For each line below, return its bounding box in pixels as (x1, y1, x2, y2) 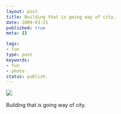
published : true (6, 25, 46, 31)
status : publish (6, 74, 46, 80)
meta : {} (6, 30, 27, 36)
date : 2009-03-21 (6, 19, 49, 25)
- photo (6, 68, 25, 74)
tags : (6, 41, 19, 47)
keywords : (6, 57, 30, 63)
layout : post (6, 8, 38, 15)
